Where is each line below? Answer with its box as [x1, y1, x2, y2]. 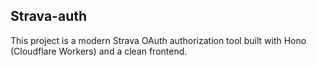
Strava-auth [10, 8, 88, 25]
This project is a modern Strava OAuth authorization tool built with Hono [10, 34, 307, 46]
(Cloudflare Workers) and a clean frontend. [10, 45, 188, 57]
